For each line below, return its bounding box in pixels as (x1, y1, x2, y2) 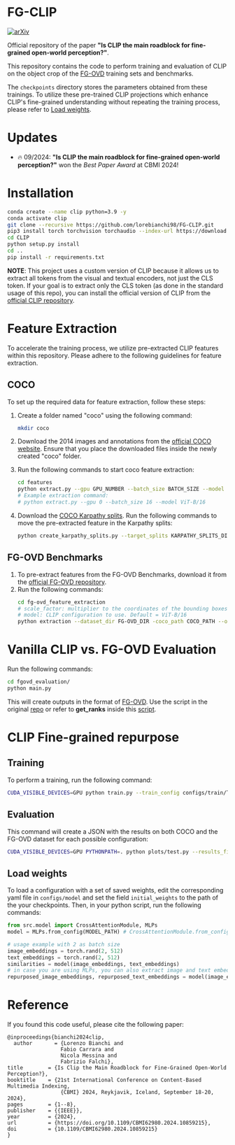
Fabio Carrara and (60, 1046, 114, 1053)
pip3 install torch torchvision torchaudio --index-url (7, 228, 173, 235)
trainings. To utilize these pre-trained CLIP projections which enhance (7, 90, 208, 99)
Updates (7, 130, 58, 145)
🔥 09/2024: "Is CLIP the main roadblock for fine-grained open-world (17, 152, 220, 161)
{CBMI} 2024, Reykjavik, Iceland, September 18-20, (60, 1089, 215, 1096)
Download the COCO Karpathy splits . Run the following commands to (17, 511, 218, 520)
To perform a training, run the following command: (7, 776, 152, 784)
